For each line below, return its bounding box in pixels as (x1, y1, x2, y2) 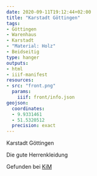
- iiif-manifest (6, 71, 48, 78)
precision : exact (12, 123, 56, 129)
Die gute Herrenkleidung (6, 151, 68, 159)
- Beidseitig (6, 49, 40, 55)
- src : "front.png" (6, 83, 56, 89)
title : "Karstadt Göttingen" (6, 15, 81, 21)
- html (6, 65, 23, 72)
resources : (6, 77, 34, 83)
